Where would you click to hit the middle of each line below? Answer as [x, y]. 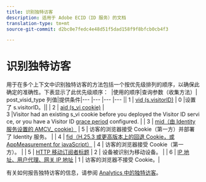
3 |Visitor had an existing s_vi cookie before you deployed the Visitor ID [96, 114]
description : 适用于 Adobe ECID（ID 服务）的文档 [67, 18]
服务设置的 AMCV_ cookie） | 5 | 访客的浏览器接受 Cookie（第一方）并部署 [101, 129]
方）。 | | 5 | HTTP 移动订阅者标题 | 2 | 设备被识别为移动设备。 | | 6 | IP [94, 152]
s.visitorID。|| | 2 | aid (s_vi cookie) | [59, 107]
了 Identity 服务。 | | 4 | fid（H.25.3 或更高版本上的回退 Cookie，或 [90, 137]
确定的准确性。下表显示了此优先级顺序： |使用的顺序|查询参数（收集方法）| [102, 92]
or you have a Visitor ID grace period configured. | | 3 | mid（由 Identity [106, 122]
